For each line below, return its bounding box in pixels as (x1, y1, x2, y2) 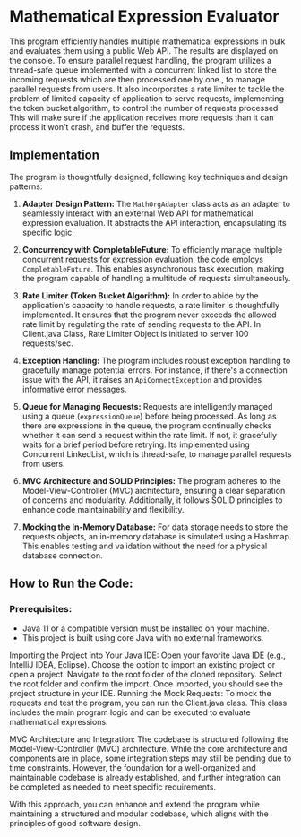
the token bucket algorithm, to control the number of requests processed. (9, 102, 280, 113)
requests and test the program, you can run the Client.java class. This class (9, 697, 288, 709)
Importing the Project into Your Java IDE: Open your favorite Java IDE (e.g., (9, 650, 287, 660)
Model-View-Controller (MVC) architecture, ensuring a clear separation (21, 485, 286, 496)
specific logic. (21, 227, 74, 237)
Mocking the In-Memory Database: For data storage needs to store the (21, 522, 288, 532)
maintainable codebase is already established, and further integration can (9, 772, 282, 783)
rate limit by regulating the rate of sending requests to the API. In (21, 318, 262, 329)
